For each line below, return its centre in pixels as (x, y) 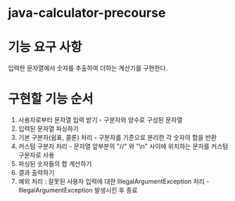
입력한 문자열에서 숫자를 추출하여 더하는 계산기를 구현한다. (88, 68)
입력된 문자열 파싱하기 (49, 129)
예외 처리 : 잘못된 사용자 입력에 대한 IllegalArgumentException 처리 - (114, 181)
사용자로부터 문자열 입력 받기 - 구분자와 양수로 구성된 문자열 (100, 120)
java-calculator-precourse (87, 13)
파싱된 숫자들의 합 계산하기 (55, 164)
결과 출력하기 (36, 173)
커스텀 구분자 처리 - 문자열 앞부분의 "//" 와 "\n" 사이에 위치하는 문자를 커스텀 (123, 146)
